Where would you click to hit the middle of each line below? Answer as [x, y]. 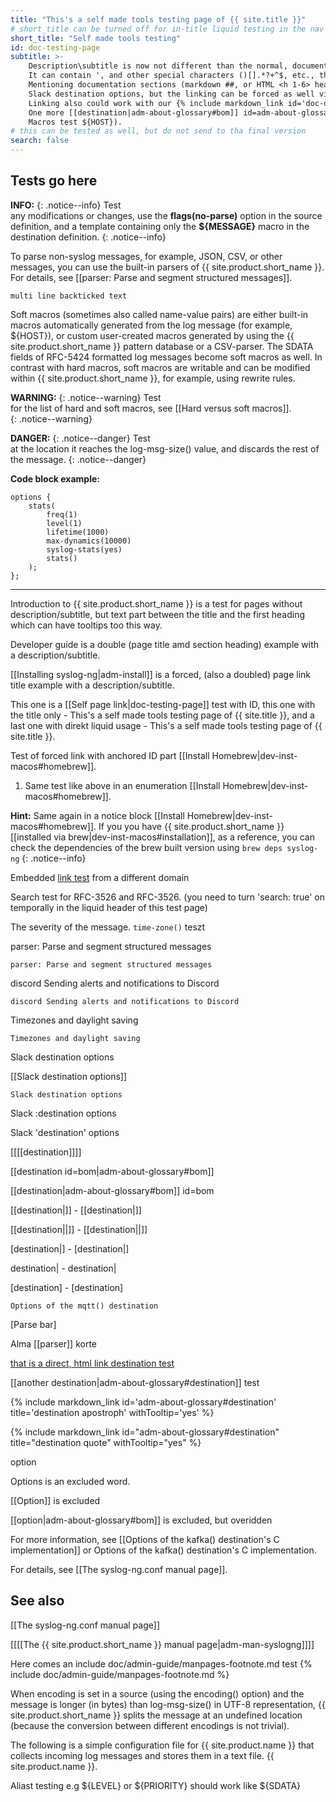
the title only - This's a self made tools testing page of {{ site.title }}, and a [162, 715]
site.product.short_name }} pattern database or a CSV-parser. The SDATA [162, 346]
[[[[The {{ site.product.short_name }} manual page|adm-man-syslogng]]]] [162, 1644]
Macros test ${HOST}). [75, 122]
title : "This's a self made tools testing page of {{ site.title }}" [158, 19]
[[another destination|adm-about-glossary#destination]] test [135, 1382]
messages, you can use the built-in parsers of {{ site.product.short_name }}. [167, 267]
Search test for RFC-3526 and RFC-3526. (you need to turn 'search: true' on [167, 897]
